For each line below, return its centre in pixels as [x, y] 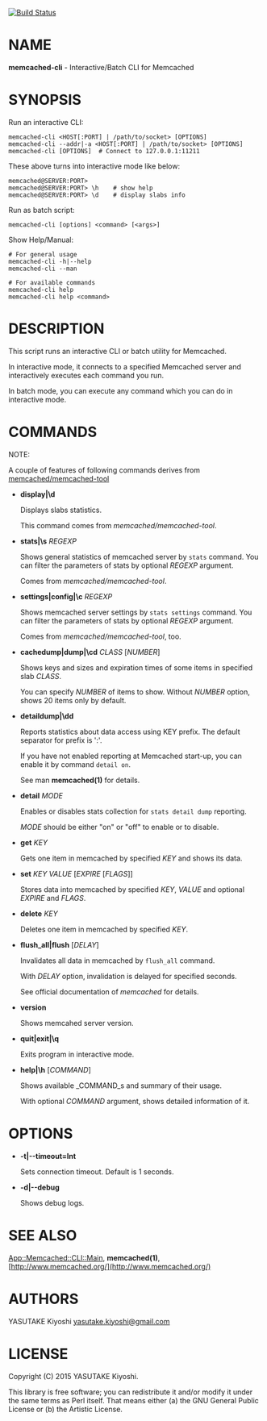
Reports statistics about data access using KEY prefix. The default [130, 731]
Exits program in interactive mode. [77, 1054]
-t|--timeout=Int [48, 1156]
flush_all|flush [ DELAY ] [59, 944]
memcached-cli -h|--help [50, 261]
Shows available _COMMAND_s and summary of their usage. [121, 1086]
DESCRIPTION [56, 329]
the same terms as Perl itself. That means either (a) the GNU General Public [134, 1400]
